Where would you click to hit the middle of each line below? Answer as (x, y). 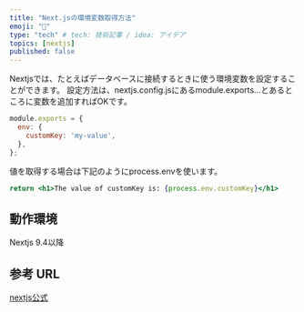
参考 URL (35, 274)
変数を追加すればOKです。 (82, 102)
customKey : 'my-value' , (71, 136)
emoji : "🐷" (30, 26)
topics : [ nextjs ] (42, 43)
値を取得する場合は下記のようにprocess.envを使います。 (116, 171)
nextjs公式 (29, 297)
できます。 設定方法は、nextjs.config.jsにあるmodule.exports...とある (155, 90)
